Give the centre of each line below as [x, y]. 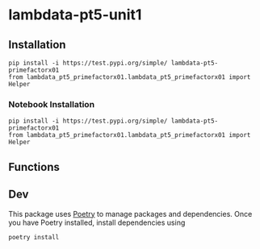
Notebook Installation [52, 104]
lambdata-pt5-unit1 [75, 15]
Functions [34, 167]
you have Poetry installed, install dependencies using [97, 222]
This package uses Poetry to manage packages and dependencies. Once [130, 214]
